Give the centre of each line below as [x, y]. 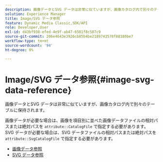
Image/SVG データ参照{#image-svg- [80, 80]
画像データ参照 [27, 149]
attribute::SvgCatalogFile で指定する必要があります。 [60, 139]
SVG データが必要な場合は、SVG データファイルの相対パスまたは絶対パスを [81, 133]
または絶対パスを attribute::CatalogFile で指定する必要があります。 [79, 127]
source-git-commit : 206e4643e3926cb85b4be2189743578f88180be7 [69, 37]
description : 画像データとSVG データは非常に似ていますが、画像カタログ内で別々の [80, 9]
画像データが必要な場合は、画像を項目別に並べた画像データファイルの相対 [79, 120]
